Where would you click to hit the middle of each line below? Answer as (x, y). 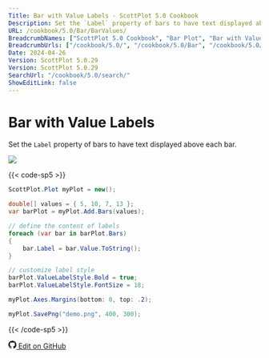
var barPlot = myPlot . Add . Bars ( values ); (77, 212)
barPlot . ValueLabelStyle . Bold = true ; (73, 278)
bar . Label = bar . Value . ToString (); (82, 248)
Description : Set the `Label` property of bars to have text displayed (130, 23)
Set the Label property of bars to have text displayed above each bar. (122, 144)
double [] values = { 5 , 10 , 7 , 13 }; (71, 204)
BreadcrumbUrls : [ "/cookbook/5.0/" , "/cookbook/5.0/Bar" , (107, 46)
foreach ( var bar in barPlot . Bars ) (68, 233)
